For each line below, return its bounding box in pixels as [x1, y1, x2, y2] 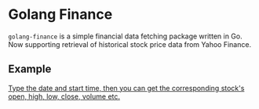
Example [8, 63, 52, 76]
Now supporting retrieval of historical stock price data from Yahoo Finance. [8, 39, 252, 49]
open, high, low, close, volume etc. [8, 92, 120, 101]
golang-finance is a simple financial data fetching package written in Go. [8, 31, 243, 41]
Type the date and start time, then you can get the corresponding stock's [8, 83, 245, 93]
